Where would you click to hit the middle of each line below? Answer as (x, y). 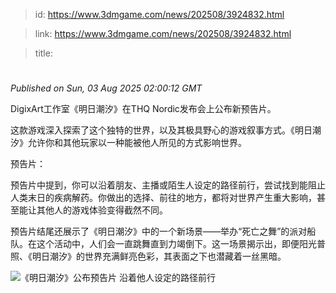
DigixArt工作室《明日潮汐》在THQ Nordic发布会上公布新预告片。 (143, 109)
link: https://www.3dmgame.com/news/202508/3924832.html (163, 33)
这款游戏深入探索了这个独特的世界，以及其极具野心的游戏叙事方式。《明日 (161, 130)
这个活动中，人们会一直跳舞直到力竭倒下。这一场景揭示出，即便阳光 (176, 244)
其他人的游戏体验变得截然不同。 (102, 210)
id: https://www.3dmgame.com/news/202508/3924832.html (159, 14)
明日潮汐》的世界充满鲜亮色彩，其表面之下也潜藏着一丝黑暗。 (159, 256)
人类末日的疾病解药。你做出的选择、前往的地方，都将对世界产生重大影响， (163, 198)
